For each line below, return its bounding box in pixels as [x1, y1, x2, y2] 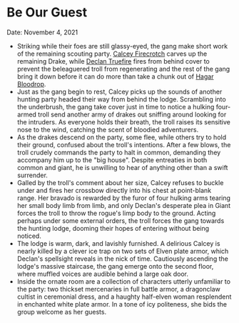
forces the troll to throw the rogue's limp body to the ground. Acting [16, 209, 216, 217]
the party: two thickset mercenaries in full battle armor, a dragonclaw [16, 284, 220, 293]
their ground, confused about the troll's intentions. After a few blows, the [16, 140, 231, 149]
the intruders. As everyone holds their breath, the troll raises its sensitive [16, 117, 231, 126]
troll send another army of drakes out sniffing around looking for [38, 110, 227, 119]
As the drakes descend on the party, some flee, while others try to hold [16, 133, 226, 141]
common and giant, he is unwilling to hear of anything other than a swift [16, 163, 228, 172]
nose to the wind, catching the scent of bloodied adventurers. [16, 125, 199, 134]
